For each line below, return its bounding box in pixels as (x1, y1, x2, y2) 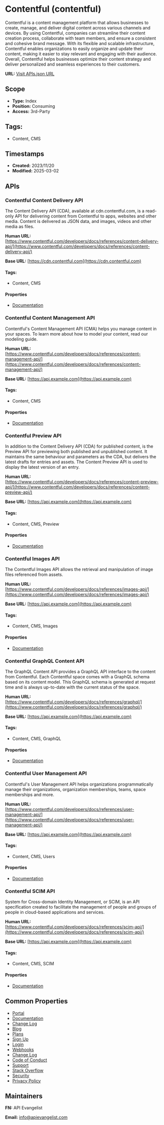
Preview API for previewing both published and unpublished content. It (5, 449, 148, 455)
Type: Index (12, 98, 37, 104)
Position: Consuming (12, 103, 55, 109)
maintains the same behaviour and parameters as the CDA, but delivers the (5, 454, 157, 460)
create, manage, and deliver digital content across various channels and (5, 24, 151, 30)
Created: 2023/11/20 (12, 163, 55, 168)
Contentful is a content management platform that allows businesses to (5, 20, 149, 25)
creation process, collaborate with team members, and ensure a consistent (5, 35, 156, 41)
